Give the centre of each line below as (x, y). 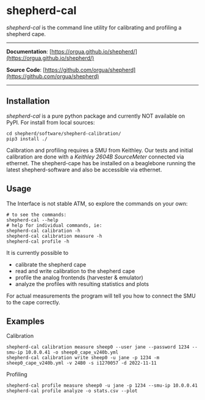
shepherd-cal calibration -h (43, 230)
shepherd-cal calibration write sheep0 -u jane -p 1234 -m (83, 358)
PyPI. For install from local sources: (51, 122)
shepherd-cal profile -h (38, 241)
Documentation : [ (29, 51)
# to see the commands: (37, 215)
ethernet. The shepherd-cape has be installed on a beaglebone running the (101, 163)
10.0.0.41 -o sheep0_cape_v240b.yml (72, 352)
